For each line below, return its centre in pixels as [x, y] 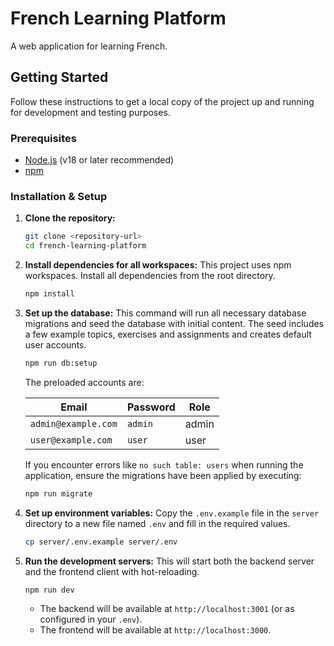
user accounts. [55, 344]
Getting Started [59, 77]
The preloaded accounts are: [84, 382]
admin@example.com [73, 423]
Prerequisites [43, 138]
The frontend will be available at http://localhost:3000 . [155, 630]
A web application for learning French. [89, 46]
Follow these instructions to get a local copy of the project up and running [162, 101]
